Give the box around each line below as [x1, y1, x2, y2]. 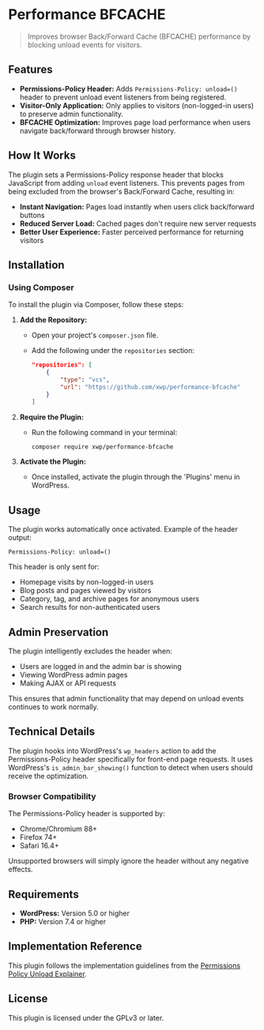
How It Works [8, 148, 77, 163]
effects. [8, 865, 33, 874]
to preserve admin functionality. [19, 109, 124, 118]
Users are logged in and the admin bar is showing [19, 662, 182, 671]
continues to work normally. [8, 702, 99, 712]
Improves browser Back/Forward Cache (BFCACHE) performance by [27, 32, 251, 41]
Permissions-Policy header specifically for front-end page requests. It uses [8, 754, 253, 764]
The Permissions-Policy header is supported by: [8, 809, 165, 818]
